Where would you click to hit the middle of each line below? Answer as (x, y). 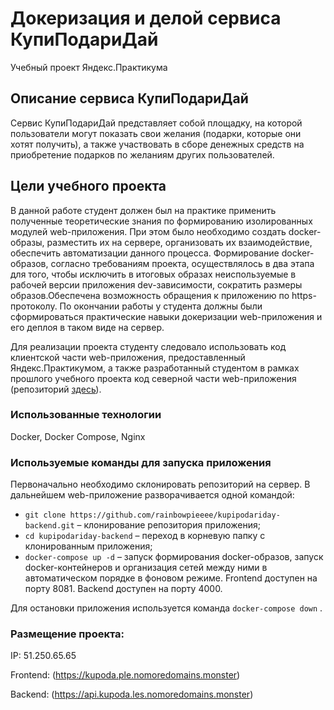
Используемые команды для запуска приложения (141, 462)
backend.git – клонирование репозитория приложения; (143, 525)
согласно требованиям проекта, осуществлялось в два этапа (182, 263)
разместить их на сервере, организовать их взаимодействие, (179, 242)
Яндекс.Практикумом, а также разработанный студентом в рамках (155, 368)
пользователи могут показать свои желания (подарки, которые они (156, 133)
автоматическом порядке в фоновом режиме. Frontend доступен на (171, 578)
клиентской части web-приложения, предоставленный (128, 357)
